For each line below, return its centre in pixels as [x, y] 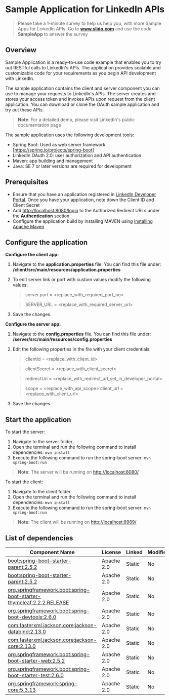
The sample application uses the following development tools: [70, 135]
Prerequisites [27, 182]
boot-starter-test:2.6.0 [36, 675]
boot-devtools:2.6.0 [32, 617]
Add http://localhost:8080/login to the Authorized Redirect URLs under [86, 210]
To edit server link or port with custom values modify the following [81, 280]
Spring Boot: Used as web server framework [59, 144]
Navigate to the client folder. [42, 492]
